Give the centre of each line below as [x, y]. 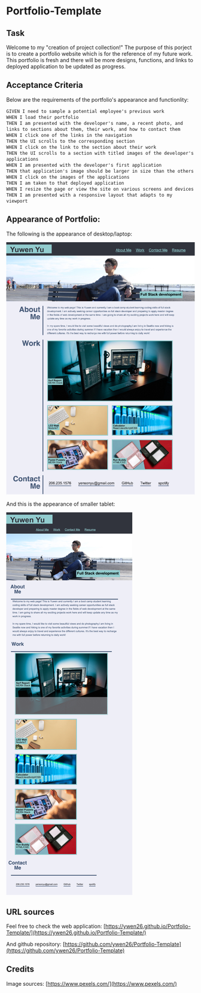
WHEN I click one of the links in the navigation [69, 135]
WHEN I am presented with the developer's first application [84, 165]
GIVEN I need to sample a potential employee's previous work [85, 111]
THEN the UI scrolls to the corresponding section [71, 141]
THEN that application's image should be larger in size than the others [100, 171]
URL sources [31, 912]
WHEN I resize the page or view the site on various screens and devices [100, 189]
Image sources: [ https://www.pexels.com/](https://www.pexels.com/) [92, 983]
